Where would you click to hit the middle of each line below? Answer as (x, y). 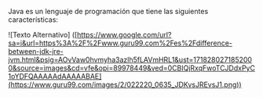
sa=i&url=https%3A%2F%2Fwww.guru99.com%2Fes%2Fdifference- (121, 43)
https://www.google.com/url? (124, 35)
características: (33, 20)
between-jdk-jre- (36, 51)
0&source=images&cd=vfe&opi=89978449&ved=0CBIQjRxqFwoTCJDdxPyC (131, 68)
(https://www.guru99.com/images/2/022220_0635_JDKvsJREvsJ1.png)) (125, 84)
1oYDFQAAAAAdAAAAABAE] (55, 76)
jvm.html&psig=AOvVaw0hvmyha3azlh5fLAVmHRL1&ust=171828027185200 (130, 59)
